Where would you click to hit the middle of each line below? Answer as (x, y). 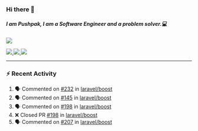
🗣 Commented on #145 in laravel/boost (63, 98)
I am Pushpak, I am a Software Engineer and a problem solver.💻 (87, 23)
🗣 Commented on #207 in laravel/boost (63, 122)
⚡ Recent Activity (32, 73)
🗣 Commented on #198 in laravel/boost (63, 107)
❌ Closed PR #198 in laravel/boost (56, 115)
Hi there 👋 (21, 9)
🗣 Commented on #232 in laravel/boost (63, 89)
